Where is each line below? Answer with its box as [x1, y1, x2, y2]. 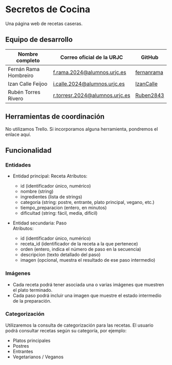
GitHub [140, 54, 159, 61]
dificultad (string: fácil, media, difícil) [20, 210, 98, 216]
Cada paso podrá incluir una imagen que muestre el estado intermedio [12, 292, 162, 299]
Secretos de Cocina [5, 4, 91, 15]
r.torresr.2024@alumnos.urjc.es [53, 92, 131, 99]
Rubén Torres [8, 88, 41, 96]
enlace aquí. [5, 131, 31, 138]
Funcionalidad [5, 146, 52, 154]
